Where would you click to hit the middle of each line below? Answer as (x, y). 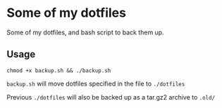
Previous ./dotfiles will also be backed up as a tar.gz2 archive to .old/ (111, 97)
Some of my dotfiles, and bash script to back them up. (85, 32)
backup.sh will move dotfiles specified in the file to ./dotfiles (96, 83)
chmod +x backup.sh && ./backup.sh (59, 70)
